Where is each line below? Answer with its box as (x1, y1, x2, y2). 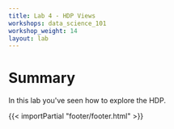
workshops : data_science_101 (8, 19, 107, 27)
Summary (8, 69, 75, 87)
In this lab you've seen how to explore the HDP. (8, 96, 166, 106)
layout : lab (8, 34, 49, 43)
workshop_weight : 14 (8, 27, 79, 35)
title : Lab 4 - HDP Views (8, 11, 95, 20)
